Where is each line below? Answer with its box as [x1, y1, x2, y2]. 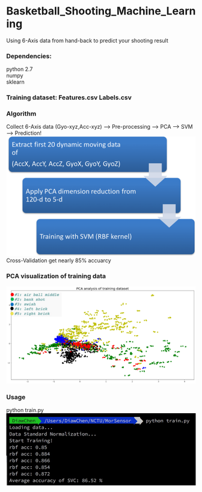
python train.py [6, 406, 44, 413]
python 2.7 [6, 66, 33, 73]
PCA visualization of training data [6, 272, 106, 280]
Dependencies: [6, 52, 52, 60]
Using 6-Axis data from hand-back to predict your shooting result [6, 37, 168, 44]
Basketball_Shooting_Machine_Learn [6, 4, 196, 18]
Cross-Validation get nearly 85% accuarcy [6, 257, 111, 264]
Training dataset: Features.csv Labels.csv [6, 93, 132, 102]
